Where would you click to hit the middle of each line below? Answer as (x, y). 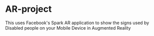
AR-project (28, 9)
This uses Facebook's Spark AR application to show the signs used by (77, 23)
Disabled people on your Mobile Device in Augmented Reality (68, 28)
